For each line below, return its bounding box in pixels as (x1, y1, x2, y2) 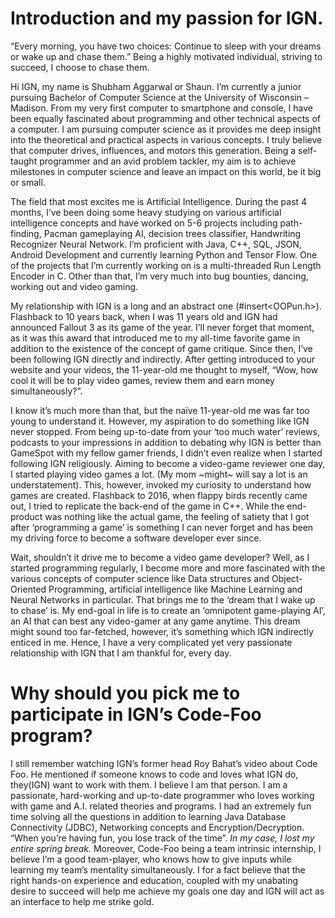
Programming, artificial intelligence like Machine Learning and (48, 583, 303, 595)
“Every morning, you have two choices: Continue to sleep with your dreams (10, 40, 322, 52)
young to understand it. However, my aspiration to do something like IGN (10, 415, 310, 427)
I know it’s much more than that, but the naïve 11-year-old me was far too (10, 404, 310, 416)
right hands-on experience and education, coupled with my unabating (10, 874, 299, 886)
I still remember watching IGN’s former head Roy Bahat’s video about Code (10, 757, 318, 769)
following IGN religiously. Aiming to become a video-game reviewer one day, (10, 457, 326, 469)
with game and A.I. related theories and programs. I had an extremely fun (10, 800, 312, 812)
